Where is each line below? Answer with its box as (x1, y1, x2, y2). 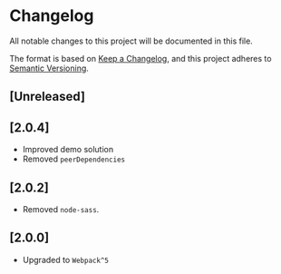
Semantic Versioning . (9, 63, 89, 73)
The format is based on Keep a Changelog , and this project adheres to (9, 53, 272, 64)
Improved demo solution (22, 144, 114, 155)
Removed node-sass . (22, 203, 100, 214)
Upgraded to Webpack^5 (22, 254, 109, 265)
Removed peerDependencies (22, 153, 125, 164)
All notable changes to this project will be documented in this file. (9, 35, 254, 46)
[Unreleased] (9, 89, 86, 104)
